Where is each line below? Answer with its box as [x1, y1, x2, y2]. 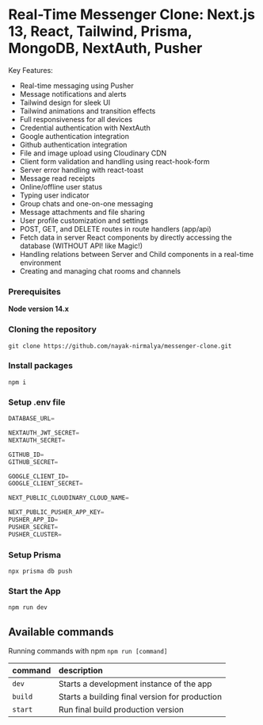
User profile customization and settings [19, 216, 149, 225]
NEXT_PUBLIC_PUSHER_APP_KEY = [8, 508, 105, 516]
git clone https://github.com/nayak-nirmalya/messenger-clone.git [8, 342, 232, 350]
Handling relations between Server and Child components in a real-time [19, 249, 254, 259]
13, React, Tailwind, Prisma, [8, 22, 192, 40]
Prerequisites [8, 286, 61, 297]
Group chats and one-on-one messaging [19, 198, 154, 208]
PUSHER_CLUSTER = [8, 530, 62, 539]
